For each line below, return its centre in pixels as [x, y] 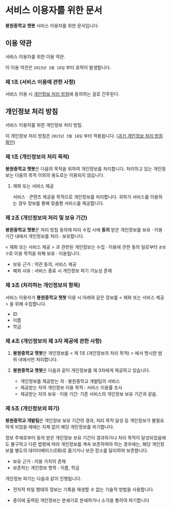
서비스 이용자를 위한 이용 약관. [35, 56]
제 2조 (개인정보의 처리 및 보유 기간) [46, 218]
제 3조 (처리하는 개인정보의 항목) [43, 285]
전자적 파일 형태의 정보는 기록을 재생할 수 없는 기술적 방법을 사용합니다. [83, 490]
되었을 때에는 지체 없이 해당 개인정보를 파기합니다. [64, 427]
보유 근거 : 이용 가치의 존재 [39, 461]
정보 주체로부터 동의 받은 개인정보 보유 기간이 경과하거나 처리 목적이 [73, 438]
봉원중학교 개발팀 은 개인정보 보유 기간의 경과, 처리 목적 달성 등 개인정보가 [78, 421]
